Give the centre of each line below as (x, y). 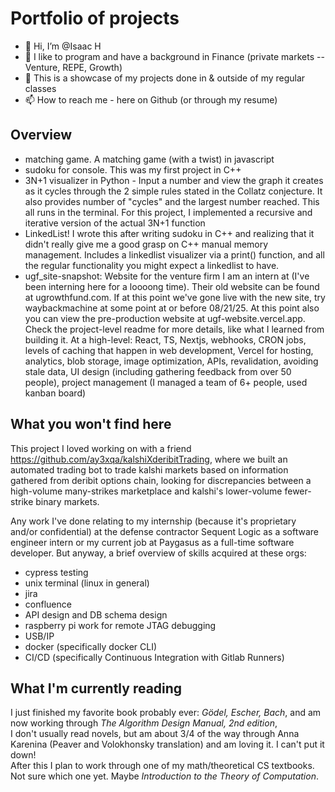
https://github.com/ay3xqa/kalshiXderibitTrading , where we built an (149, 459)
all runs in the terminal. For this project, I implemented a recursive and (168, 212)
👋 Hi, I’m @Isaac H (63, 46)
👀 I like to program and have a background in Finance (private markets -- (174, 56)
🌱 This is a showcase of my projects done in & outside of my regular (165, 78)
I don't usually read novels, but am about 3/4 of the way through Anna (155, 734)
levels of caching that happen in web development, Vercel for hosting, (169, 350)
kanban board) (55, 393)
